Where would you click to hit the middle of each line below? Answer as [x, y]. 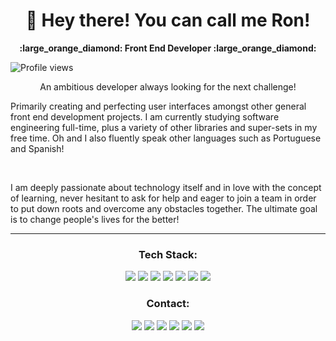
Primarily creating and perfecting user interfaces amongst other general [158, 106]
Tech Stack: [168, 254]
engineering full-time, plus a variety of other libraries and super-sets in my [164, 127]
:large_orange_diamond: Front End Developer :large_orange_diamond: [168, 48]
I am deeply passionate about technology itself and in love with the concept [166, 187]
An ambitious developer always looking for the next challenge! [168, 86]
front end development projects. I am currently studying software [145, 116]
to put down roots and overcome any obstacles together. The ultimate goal [164, 208]
